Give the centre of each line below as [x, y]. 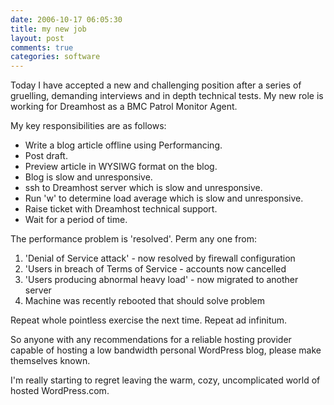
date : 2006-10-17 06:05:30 [66, 19]
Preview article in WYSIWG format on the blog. [121, 167]
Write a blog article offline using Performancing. [123, 145]
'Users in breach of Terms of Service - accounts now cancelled [155, 269]
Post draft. [46, 156]
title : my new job [48, 29]
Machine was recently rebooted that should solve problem [144, 301]
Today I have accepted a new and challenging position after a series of [156, 85]
